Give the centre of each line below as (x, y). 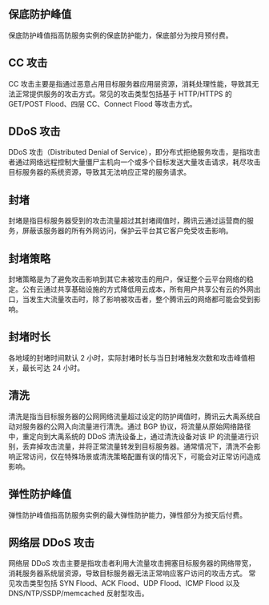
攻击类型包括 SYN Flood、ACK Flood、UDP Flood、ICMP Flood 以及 (127, 583)
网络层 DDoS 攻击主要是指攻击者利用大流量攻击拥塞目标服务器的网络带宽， (132, 563)
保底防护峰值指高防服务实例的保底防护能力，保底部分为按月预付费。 (120, 35)
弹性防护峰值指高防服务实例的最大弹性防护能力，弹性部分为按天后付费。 (127, 514)
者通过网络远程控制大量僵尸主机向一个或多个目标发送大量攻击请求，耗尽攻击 (134, 162)
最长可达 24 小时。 (53, 368)
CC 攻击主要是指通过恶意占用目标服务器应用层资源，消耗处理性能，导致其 (130, 83)
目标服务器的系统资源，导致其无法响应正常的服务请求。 (99, 172)
